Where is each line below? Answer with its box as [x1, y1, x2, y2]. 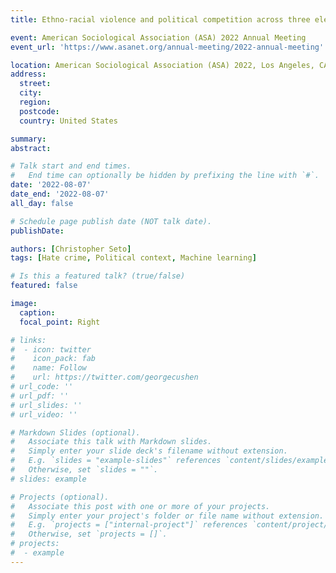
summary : [10, 134, 47, 144]
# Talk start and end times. [10, 161, 132, 171]
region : [19, 97, 52, 107]
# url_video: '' [10, 409, 78, 420]
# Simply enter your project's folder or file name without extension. [10, 511, 325, 521]
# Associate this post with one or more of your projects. [10, 501, 271, 511]
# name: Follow [10, 363, 87, 373]
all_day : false [10, 198, 74, 208]
